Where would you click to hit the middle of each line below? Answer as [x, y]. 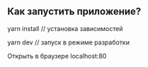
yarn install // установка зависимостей [65, 28]
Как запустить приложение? [74, 12]
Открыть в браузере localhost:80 [57, 56]
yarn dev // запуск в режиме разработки [68, 42]
